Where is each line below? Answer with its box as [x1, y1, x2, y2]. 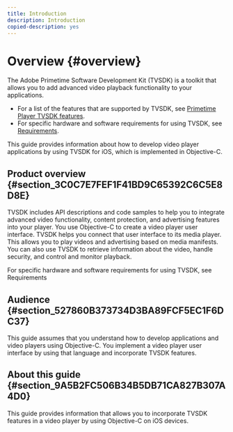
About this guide [7, 369, 81, 380]
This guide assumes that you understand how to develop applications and [7, 334, 219, 342]
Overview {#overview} [7, 53, 141, 69]
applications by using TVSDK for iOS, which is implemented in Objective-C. [7, 148, 223, 156]
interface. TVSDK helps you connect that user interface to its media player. [7, 231, 222, 239]
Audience [7, 293, 51, 305]
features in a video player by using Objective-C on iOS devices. [7, 416, 189, 425]
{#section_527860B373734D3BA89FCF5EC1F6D [7, 304, 224, 316]
